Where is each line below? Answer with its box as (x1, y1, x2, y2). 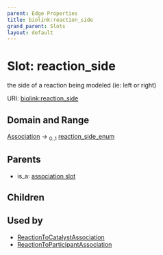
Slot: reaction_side (7, 59, 116, 74)
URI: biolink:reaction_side (7, 94, 79, 103)
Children (7, 192, 45, 203)
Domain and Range (7, 114, 90, 126)
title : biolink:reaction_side (7, 16, 94, 23)
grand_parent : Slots (7, 23, 66, 29)
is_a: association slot (16, 172, 76, 180)
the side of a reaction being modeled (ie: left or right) (7, 81, 157, 90)
